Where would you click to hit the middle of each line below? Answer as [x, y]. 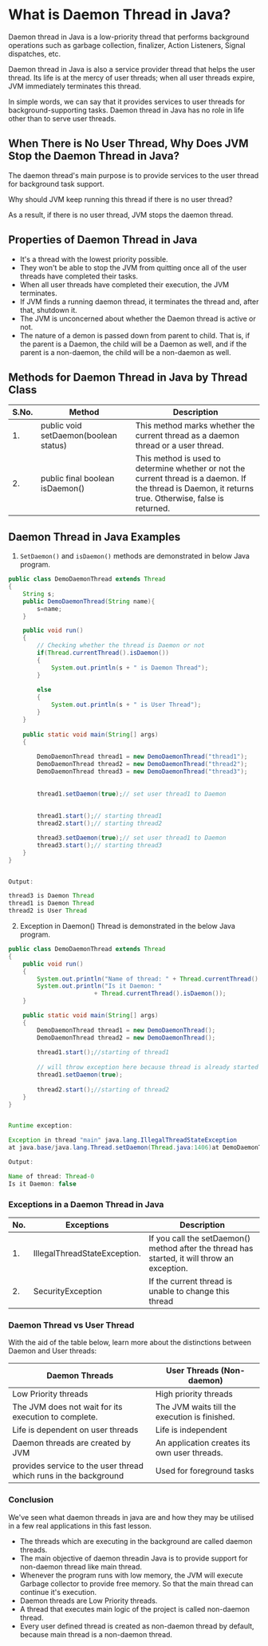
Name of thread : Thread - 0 [51, 1176]
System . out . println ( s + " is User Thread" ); [126, 705]
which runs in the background [68, 1476]
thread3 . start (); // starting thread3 [99, 845]
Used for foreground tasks [205, 1471]
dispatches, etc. [35, 53]
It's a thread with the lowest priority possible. [94, 259]
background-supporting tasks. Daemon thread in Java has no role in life [126, 110]
